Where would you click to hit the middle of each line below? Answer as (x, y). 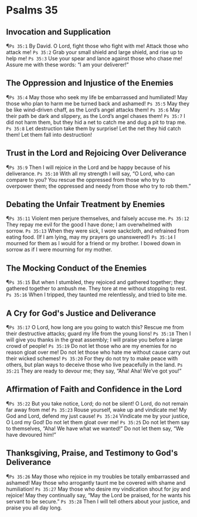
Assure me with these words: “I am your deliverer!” (67, 65)
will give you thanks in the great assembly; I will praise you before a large (94, 340)
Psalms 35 (32, 10)
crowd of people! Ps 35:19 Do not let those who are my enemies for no (91, 346)
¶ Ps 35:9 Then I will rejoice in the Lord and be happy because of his (88, 167)
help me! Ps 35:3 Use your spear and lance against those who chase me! (94, 58)
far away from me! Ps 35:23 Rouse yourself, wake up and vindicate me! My (96, 410)
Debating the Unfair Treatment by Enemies (86, 205)
